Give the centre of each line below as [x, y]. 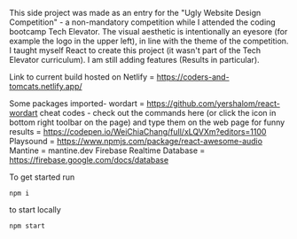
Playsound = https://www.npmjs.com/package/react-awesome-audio [136, 141]
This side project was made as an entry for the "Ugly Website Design [135, 13]
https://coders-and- [193, 77]
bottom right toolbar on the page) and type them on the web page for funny [147, 122]
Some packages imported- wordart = [77, 104]
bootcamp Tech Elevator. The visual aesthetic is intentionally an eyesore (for [148, 31]
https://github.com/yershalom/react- [213, 104]
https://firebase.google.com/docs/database [89, 160]
